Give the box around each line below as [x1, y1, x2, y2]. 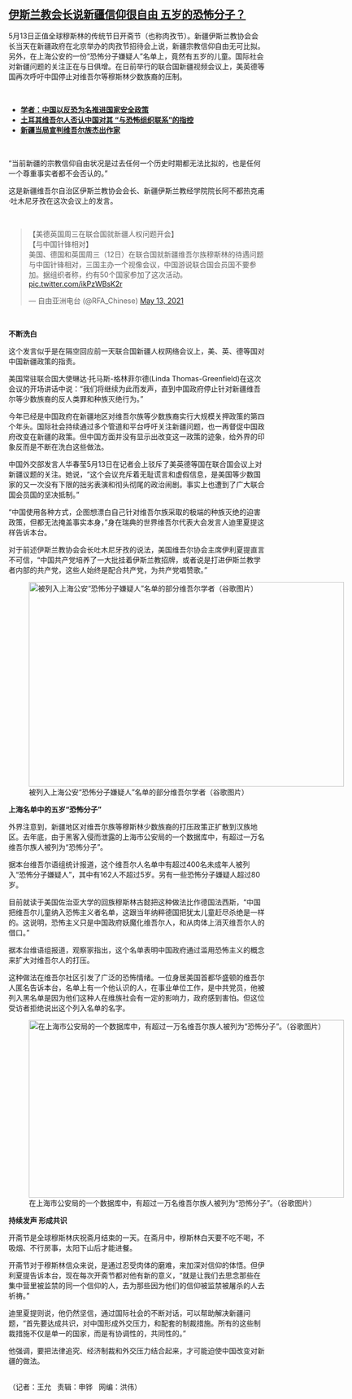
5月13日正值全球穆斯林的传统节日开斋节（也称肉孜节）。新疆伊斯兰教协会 [8, 31, 252, 41]
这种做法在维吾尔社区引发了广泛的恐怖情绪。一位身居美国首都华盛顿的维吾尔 [8, 972, 265, 982]
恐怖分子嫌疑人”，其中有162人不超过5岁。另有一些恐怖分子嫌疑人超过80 [19, 869, 261, 879]
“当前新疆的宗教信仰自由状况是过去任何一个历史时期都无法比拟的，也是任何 [8, 158, 262, 168]
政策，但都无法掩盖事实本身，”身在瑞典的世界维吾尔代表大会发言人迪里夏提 [8, 517, 258, 527]
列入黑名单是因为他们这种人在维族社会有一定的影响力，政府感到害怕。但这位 [8, 992, 265, 1002]
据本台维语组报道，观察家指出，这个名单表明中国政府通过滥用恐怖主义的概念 [8, 944, 265, 955]
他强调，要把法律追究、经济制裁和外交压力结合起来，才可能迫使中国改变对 [8, 1345, 258, 1355]
